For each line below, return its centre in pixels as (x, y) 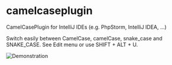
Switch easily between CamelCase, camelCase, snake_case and (84, 38)
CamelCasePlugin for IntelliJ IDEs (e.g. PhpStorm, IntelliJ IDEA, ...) (86, 27)
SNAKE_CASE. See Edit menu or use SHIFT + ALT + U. (72, 45)
